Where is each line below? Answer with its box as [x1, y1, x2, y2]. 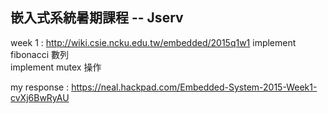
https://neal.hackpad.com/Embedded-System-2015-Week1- [71, 81, 318, 93]
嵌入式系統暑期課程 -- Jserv [10, 9, 184, 27]
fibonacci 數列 [10, 48, 69, 60]
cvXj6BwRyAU [10, 91, 70, 103]
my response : [10, 81, 70, 93]
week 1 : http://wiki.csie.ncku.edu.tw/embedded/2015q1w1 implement [10, 36, 297, 48]
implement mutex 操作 [10, 61, 102, 73]
